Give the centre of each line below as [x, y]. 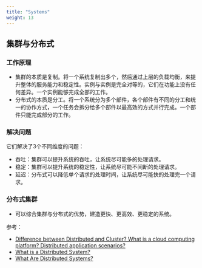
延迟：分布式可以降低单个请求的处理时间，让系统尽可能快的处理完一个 [103, 174]
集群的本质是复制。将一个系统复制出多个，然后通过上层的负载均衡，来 [103, 77]
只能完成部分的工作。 [47, 115]
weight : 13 [20, 18]
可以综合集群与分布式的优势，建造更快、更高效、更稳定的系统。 [95, 214]
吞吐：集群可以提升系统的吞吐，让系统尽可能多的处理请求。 [89, 159]
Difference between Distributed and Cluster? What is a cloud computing [105, 239]
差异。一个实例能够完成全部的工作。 [66, 92]
